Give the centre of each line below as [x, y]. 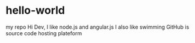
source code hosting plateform [44, 33]
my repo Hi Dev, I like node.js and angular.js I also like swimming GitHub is [97, 27]
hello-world [36, 10]
